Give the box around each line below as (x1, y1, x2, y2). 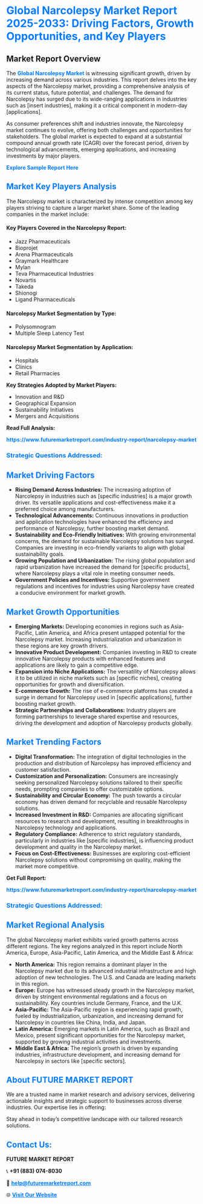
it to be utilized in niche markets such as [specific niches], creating (14, 674, 182, 681)
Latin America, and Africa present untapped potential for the (35, 629, 185, 637)
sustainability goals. (14, 550, 65, 558)
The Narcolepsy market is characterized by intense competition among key (6, 198, 193, 205)
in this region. (14, 980, 50, 987)
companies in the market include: (6, 210, 89, 218)
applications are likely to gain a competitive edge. (14, 661, 139, 669)
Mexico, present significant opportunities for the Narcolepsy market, (14, 1031, 185, 1038)
